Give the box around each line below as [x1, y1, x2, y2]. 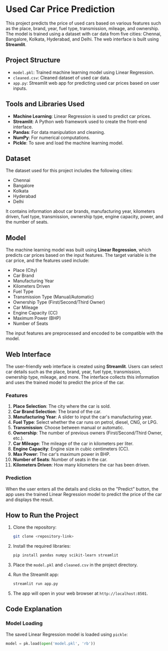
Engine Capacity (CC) [12, 310, 58, 316]
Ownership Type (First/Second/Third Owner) [12, 299, 105, 305]
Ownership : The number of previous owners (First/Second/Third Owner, [12, 430, 163, 436]
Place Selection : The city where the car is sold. [12, 403, 111, 409]
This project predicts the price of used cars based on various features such [5, 20, 161, 26]
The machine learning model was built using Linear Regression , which [5, 247, 151, 253]
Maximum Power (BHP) [12, 315, 61, 321]
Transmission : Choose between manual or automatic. [12, 425, 124, 431]
